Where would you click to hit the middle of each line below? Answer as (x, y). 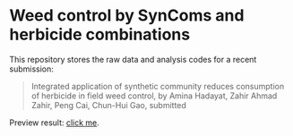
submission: (31, 69)
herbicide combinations (100, 34)
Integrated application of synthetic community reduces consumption (158, 86)
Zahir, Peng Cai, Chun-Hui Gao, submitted (108, 105)
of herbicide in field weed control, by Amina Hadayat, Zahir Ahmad (154, 96)
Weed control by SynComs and (127, 16)
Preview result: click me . (55, 123)
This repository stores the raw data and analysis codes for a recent (133, 59)
